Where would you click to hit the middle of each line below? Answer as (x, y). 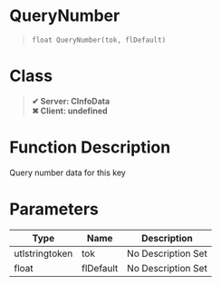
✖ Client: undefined (69, 111)
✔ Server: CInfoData (71, 101)
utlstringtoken (43, 253)
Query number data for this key (68, 173)
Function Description (90, 148)
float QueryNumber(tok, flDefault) (99, 40)
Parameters (54, 209)
